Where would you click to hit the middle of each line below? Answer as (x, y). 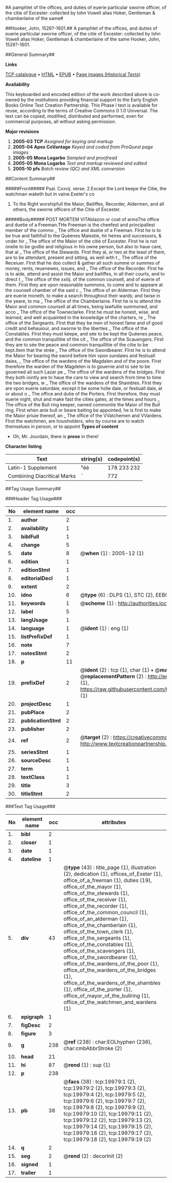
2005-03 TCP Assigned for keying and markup (63, 141)
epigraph (32, 1017)
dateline (31, 859)
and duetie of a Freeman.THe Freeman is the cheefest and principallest (80, 225)
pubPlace (33, 712)
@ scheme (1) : (98, 603)
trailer (29, 1173)
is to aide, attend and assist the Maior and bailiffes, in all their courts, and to (85, 274)
